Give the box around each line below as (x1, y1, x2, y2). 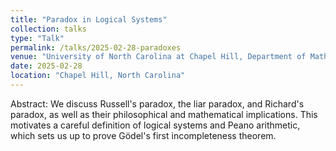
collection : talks (10, 24, 87, 34)
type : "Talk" (10, 33, 65, 43)
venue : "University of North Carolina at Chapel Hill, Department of (10, 52, 307, 62)
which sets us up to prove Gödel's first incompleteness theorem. (10, 129, 277, 141)
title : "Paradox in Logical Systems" (10, 14, 168, 25)
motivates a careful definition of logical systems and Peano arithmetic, (10, 119, 301, 131)
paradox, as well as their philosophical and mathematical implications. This (10, 108, 318, 120)
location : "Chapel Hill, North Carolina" (10, 71, 186, 81)
